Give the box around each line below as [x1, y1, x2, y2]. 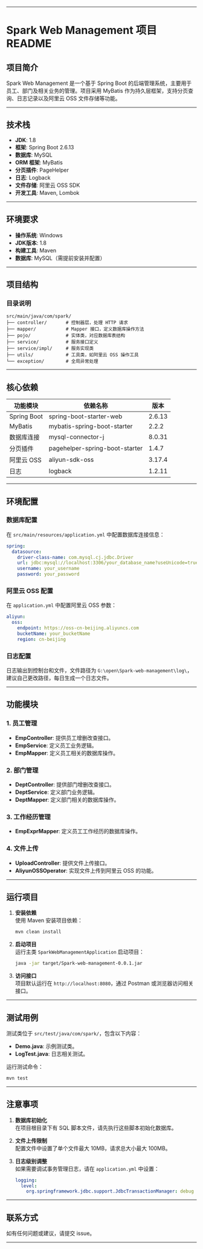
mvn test [6, 1075, 28, 1081]
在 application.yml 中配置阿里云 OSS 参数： [6, 601, 117, 609]
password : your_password [17, 571, 80, 577]
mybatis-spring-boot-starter [48, 422, 133, 431]
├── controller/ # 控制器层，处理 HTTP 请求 [6, 320, 128, 326]
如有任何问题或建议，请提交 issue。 [6, 1230, 95, 1237]
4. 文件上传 [6, 844, 39, 853]
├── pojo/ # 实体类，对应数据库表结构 [6, 333, 126, 339]
